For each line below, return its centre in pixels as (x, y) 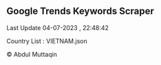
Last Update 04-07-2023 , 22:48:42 (58, 27)
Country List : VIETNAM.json (47, 41)
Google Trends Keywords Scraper (80, 11)
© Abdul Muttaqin (32, 54)
